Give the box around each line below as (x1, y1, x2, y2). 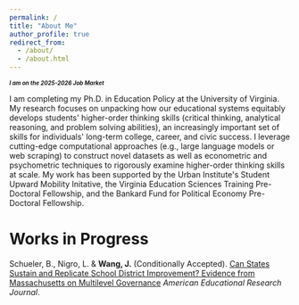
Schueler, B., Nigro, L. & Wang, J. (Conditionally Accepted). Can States (9, 258, 270, 268)
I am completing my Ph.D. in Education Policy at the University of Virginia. (9, 94, 279, 103)
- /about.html (17, 54, 70, 63)
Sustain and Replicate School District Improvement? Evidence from (9, 268, 255, 278)
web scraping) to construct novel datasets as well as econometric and (9, 151, 268, 161)
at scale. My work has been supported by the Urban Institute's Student (9, 169, 270, 179)
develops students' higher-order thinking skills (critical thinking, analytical (9, 112, 281, 123)
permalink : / (9, 12, 58, 22)
